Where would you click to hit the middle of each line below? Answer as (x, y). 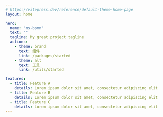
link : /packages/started (44, 56)
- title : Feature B (30, 93)
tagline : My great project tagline (47, 37)
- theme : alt (28, 60)
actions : (19, 42)
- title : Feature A (30, 84)
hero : (11, 23)
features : (16, 79)
